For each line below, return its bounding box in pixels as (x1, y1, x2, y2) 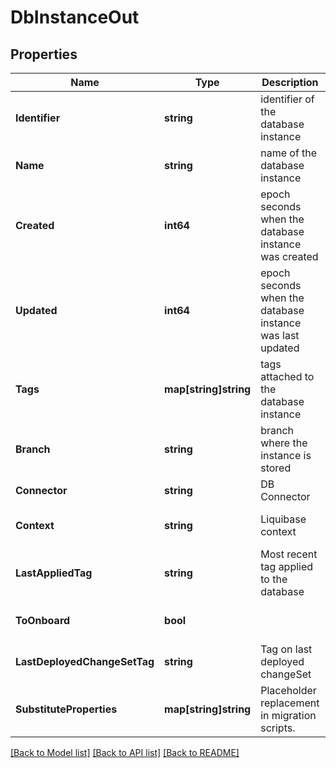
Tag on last (260, 642, 313, 656)
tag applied (260, 560, 314, 573)
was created (260, 250, 319, 263)
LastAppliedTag (15, 566, 93, 580)
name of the (260, 146, 318, 160)
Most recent (260, 547, 318, 561)
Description (261, 76, 319, 89)
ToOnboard (15, 614, 71, 627)
